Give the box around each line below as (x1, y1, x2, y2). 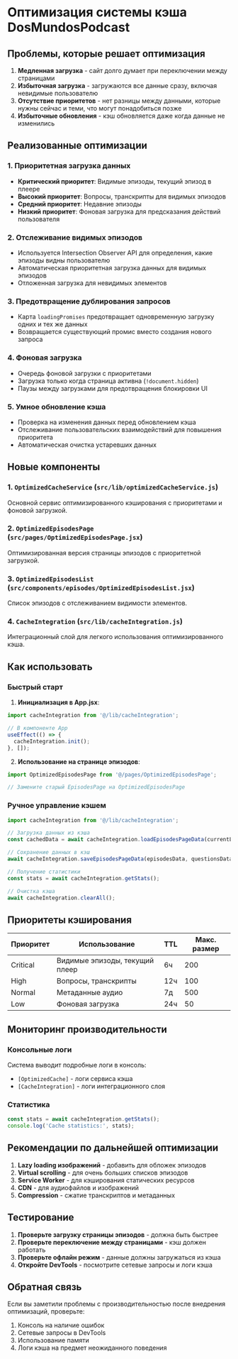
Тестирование (7, 1211, 74, 1224)
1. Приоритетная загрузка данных (7, 161, 131, 171)
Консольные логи (7, 1044, 72, 1054)
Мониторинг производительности (7, 1023, 168, 1036)
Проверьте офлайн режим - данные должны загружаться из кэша (17, 1253, 221, 1261)
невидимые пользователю (17, 89, 98, 97)
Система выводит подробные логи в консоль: (7, 1060, 147, 1069)
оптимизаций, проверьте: (7, 1307, 85, 1316)
